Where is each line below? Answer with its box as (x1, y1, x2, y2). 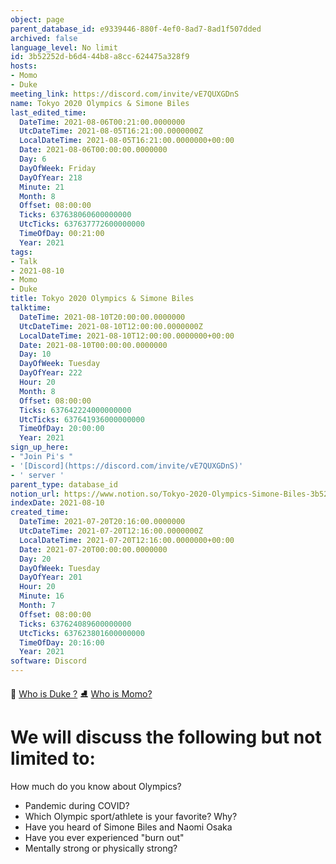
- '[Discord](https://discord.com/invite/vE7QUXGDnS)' (10, 461, 244, 471)
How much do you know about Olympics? (10, 780, 182, 792)
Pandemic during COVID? (24, 799, 130, 811)
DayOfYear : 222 (19, 368, 83, 378)
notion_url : (10, 489, 60, 499)
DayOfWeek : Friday (19, 163, 97, 173)
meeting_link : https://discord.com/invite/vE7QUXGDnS (10, 89, 240, 99)
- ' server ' (10, 470, 65, 480)
